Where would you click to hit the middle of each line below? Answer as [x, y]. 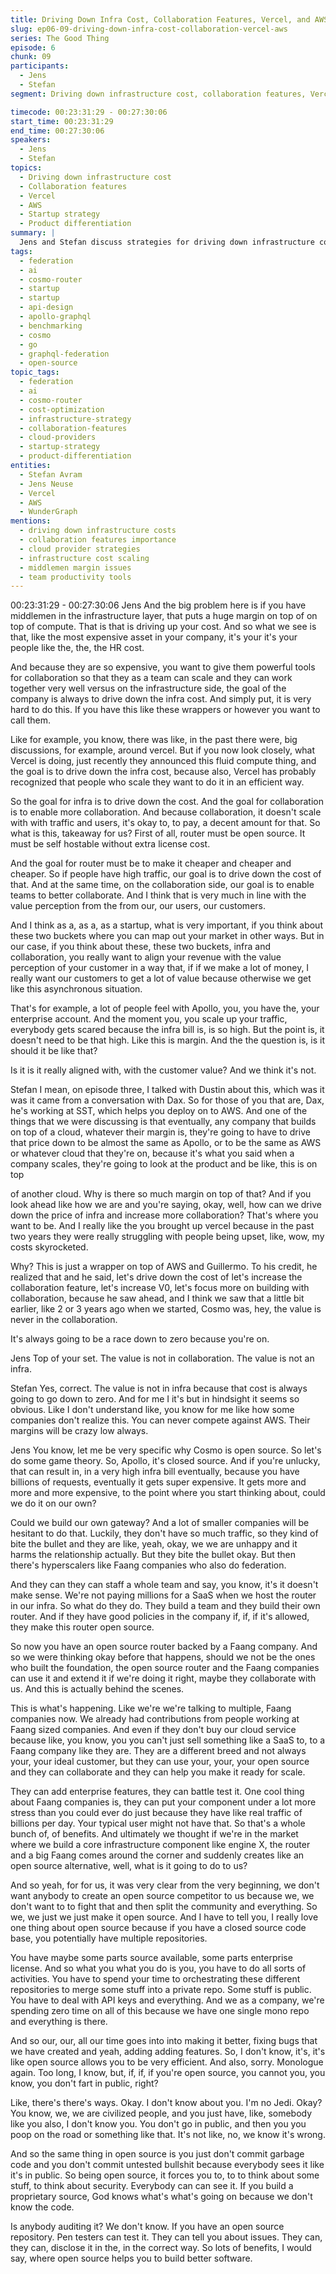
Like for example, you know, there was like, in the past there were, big [154, 740]
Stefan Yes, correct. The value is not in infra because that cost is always [159, 1388]
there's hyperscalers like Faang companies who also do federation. [148, 1565]
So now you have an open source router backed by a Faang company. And [164, 1647]
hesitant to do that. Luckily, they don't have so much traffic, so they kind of [164, 1533]
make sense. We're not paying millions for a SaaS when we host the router [163, 1595]
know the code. [42, 2207]
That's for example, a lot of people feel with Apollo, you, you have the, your [165, 1008]
